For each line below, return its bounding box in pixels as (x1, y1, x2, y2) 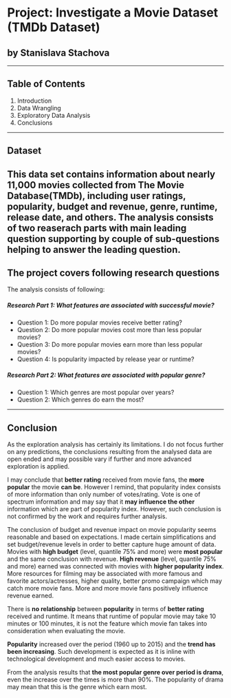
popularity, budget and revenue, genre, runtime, (7, 201, 218, 212)
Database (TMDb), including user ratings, (7, 189, 186, 201)
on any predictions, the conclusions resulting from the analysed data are (7, 448, 212, 456)
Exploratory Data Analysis (16, 111, 91, 119)
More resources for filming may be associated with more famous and (7, 570, 203, 578)
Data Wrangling (16, 103, 62, 112)
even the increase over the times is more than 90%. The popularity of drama (7, 675, 223, 684)
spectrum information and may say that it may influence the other (7, 497, 195, 506)
